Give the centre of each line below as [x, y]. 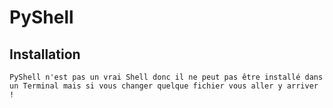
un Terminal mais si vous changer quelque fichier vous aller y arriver [164, 86]
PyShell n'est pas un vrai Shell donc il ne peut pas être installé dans [166, 77]
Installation [45, 54]
